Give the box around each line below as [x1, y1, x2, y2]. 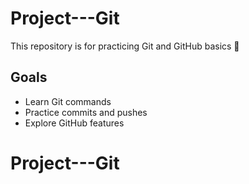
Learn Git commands [24, 95, 112, 107]
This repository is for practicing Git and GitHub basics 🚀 [10, 40, 240, 52]
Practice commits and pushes [24, 106, 148, 118]
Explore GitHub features [24, 117, 125, 129]
